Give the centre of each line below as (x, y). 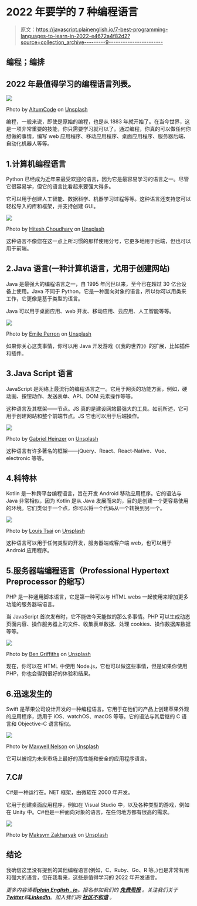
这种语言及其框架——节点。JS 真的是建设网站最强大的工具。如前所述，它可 (97, 408)
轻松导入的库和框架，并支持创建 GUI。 (52, 206)
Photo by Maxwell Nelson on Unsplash (53, 746)
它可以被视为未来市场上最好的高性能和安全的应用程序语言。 (78, 759)
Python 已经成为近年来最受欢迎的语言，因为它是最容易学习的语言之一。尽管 (98, 179)
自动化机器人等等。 (29, 144)
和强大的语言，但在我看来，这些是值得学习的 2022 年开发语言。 (83, 877)
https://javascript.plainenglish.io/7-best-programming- (102, 29)
